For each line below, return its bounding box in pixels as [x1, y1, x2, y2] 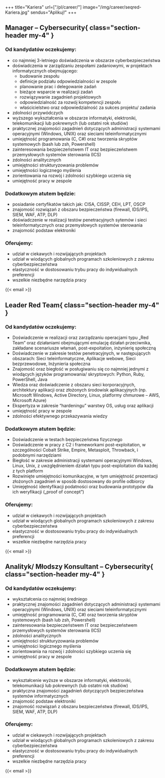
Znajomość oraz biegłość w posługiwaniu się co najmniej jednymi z [12, 366, 149, 372]
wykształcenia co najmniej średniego [12, 596, 88, 602]
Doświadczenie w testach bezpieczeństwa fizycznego [12, 437, 123, 442]
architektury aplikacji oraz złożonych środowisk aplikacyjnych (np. [12, 387, 147, 393]
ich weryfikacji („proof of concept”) [12, 489, 85, 495]
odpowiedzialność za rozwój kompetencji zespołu [19, 99, 121, 105]
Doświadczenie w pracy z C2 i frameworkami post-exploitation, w [12, 442, 146, 448]
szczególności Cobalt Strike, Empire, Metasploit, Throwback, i [12, 447, 138, 453]
